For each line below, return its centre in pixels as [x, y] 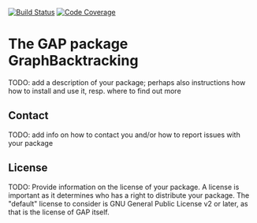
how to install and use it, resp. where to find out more [95, 91]
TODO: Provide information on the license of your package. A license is [124, 187]
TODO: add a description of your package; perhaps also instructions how [127, 82]
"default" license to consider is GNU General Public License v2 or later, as [128, 203]
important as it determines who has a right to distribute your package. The [129, 195]
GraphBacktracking [73, 61]
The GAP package [68, 44]
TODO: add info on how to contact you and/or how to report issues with [124, 135]
